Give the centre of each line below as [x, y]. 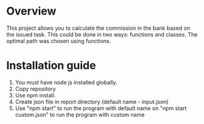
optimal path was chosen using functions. [59, 41]
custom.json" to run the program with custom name [80, 114]
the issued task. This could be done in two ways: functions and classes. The [102, 34]
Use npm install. [35, 95]
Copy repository [35, 89]
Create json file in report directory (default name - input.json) [92, 102]
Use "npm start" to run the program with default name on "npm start [101, 108]
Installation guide [51, 66]
